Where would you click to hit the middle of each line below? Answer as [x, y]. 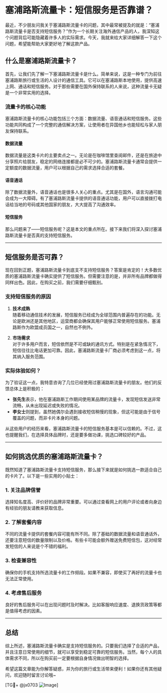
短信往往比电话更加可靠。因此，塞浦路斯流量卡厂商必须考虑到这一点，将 [86, 350]
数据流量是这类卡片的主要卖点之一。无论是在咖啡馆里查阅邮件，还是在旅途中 [83, 156]
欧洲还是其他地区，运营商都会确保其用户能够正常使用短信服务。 [86, 321]
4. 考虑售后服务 [24, 593]
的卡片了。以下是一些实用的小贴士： [42, 476]
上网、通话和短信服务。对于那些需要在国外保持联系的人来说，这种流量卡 [79, 86]
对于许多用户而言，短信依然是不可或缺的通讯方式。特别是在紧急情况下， [86, 344]
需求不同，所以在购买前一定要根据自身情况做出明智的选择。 [70, 658]
